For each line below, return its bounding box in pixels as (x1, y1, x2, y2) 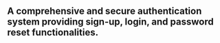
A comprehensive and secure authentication (7, 5, 202, 17)
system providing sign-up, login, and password (7, 16, 214, 28)
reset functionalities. (7, 27, 98, 38)
